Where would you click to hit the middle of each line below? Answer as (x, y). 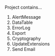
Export (19, 33)
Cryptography (26, 38)
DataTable (22, 22)
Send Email (23, 49)
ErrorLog (21, 28)
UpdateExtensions (31, 44)
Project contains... (23, 7)
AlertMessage (26, 17)
